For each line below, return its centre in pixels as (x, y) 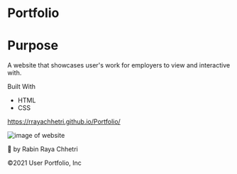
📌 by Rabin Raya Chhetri (43, 149)
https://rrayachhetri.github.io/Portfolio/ (64, 121)
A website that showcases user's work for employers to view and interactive (119, 65)
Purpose (33, 46)
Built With (21, 87)
